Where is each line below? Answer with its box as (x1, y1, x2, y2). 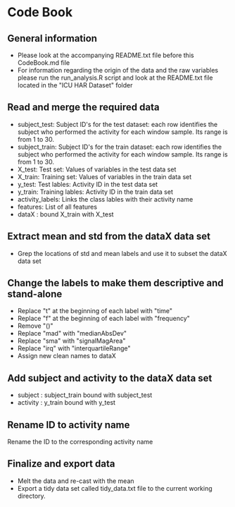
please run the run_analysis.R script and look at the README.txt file (17, 73, 213, 82)
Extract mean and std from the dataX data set (7, 231, 211, 243)
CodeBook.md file (17, 59, 70, 67)
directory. (17, 491, 46, 500)
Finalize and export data (7, 458, 115, 470)
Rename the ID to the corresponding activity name (7, 438, 153, 446)
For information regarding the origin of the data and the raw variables (17, 66, 219, 74)
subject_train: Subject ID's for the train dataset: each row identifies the (17, 142, 222, 151)
